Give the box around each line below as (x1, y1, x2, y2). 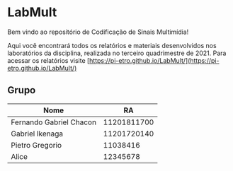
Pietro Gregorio (11, 140, 62, 150)
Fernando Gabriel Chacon (11, 117, 97, 127)
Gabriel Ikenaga (11, 129, 64, 138)
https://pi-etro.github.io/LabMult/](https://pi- (89, 56, 220, 64)
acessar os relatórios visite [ (7, 56, 90, 64)
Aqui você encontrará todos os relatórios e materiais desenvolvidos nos (7, 41, 217, 49)
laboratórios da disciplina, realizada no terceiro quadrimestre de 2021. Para (7, 49, 227, 57)
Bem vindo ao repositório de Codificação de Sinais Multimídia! (7, 28, 189, 36)
